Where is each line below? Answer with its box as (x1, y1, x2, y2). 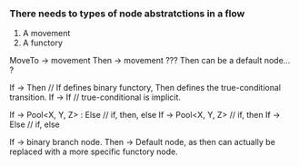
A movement (22, 28, 71, 39)
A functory (22, 37, 64, 48)
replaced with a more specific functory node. (9, 146, 179, 157)
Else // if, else (9, 119, 61, 130)
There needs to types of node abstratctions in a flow (9, 7, 245, 20)
